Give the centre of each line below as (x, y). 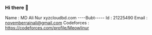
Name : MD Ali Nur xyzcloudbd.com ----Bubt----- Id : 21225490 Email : (76, 18)
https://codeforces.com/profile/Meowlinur (47, 28)
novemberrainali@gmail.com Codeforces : (47, 23)
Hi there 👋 (17, 8)
